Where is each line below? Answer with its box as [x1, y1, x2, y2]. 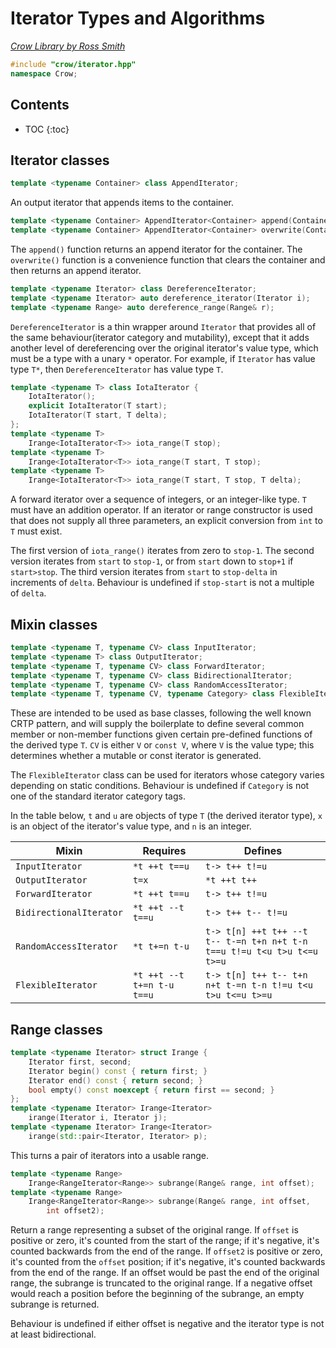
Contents [10, 97, 70, 114]
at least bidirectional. [10, 1328, 97, 1341]
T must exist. [10, 525, 63, 537]
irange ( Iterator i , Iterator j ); [28, 1113, 168, 1123]
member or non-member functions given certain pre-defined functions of [10, 728, 313, 741]
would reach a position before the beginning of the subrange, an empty [10, 1288, 305, 1300]
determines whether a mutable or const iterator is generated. [10, 750, 262, 762]
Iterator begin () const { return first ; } [28, 1066, 208, 1076]
